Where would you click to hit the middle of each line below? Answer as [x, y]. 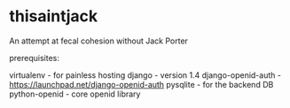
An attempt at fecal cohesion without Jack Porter [99, 41]
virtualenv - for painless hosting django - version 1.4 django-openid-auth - [145, 75]
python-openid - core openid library [75, 94]
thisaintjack [54, 16]
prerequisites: [35, 58]
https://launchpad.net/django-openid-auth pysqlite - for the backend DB [141, 84]
